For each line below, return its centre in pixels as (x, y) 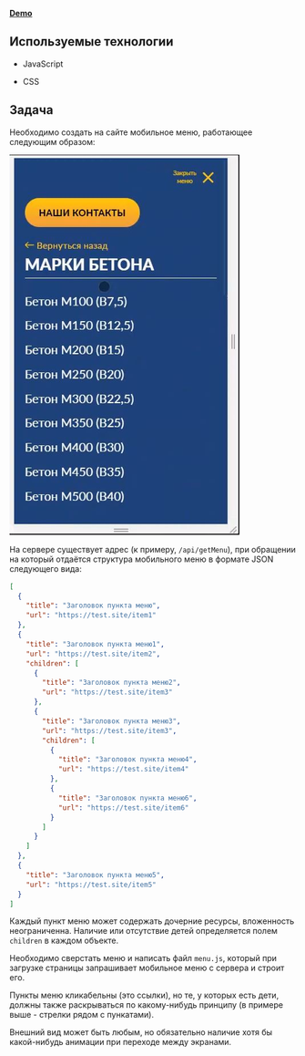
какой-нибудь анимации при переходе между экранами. (121, 1042)
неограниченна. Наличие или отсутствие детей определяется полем (143, 931)
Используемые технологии (91, 41)
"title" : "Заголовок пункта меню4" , (127, 760)
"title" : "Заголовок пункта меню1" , (96, 644)
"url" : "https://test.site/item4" (123, 770)
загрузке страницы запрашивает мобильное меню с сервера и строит (147, 968)
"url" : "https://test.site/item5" (91, 885)
